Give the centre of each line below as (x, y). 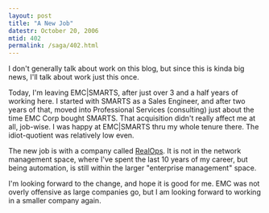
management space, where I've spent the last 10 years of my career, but (128, 160)
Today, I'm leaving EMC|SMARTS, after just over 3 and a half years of (124, 92)
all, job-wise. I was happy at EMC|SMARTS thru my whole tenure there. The (134, 127)
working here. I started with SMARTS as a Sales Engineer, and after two (127, 101)
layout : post (30, 16)
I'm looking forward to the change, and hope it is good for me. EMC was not (134, 184)
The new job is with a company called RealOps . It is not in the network (125, 151)
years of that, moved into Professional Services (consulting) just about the (131, 110)
